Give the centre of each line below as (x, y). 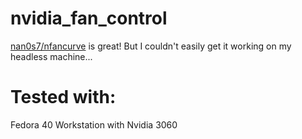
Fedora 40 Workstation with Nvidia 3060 (94, 124)
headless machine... (51, 56)
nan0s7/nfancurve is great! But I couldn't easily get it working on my (151, 46)
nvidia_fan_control (89, 18)
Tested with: (63, 97)
